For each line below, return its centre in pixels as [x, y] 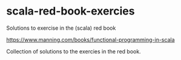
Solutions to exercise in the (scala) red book [61, 28]
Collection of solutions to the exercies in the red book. [74, 51]
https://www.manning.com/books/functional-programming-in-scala [90, 39]
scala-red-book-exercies [71, 11]
